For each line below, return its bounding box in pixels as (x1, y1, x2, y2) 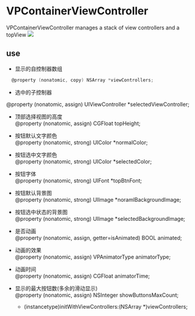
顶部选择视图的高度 (14, 113, 63, 120)
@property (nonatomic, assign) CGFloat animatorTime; (14, 272, 150, 279)
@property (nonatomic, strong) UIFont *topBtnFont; (14, 177, 142, 184)
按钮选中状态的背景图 (14, 208, 68, 215)
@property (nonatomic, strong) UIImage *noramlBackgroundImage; (14, 196, 181, 203)
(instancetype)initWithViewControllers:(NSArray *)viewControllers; (23, 303, 188, 310)
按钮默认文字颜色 (14, 132, 57, 139)
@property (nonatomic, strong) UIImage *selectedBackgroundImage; (14, 215, 185, 222)
